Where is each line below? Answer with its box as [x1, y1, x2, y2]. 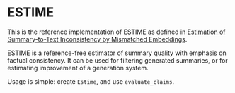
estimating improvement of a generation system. [7, 63, 149, 72]
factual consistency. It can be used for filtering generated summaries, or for [7, 56, 228, 64]
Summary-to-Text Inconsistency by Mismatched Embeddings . [7, 35, 188, 43]
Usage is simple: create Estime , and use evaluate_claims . [7, 77, 175, 85]
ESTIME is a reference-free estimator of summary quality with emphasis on [7, 49, 227, 57]
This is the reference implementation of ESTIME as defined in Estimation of [7, 27, 226, 36]
